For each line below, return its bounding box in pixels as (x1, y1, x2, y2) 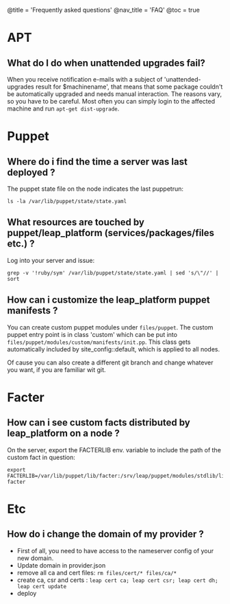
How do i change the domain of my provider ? (7, 528, 204, 540)
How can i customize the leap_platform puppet (7, 294, 210, 306)
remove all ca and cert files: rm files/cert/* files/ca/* (16, 568, 177, 577)
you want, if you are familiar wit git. (7, 365, 106, 373)
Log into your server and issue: (7, 256, 95, 264)
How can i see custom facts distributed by (7, 417, 190, 428)
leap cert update (16, 583, 67, 590)
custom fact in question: (7, 453, 75, 461)
